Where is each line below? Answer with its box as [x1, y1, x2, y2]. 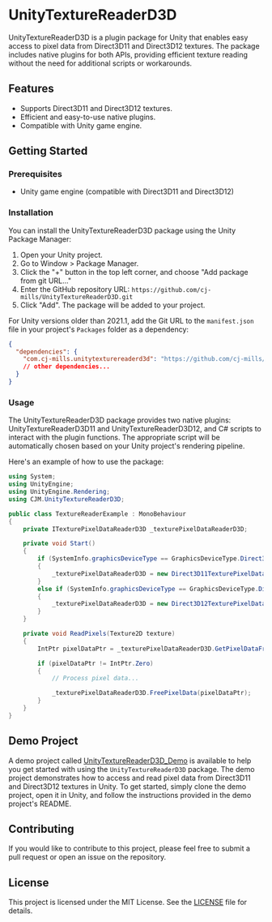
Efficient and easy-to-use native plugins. [19, 112, 156, 122]
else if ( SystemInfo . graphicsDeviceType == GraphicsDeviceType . [37, 585, 259, 593]
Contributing [8, 821, 74, 836]
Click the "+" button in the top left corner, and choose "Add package [19, 267, 249, 277]
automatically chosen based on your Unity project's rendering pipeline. [8, 441, 245, 451]
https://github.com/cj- [131, 285, 212, 294]
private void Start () [23, 539, 96, 548]
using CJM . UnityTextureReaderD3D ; [8, 495, 125, 504]
